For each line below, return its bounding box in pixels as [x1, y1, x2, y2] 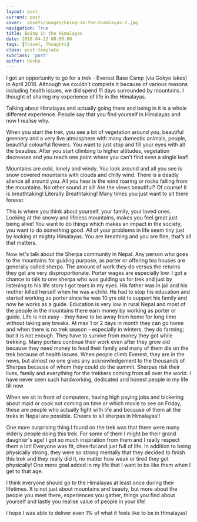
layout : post [6, 8, 38, 15]
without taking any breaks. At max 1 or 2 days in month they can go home [6, 319, 184, 326]
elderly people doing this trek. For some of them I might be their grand [6, 430, 176, 437]
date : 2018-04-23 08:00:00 [6, 36, 72, 42]
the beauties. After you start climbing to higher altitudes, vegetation [6, 147, 170, 154]
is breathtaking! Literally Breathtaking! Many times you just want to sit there [6, 190, 189, 197]
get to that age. [6, 467, 43, 475]
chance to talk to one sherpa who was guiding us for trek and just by [6, 275, 172, 283]
